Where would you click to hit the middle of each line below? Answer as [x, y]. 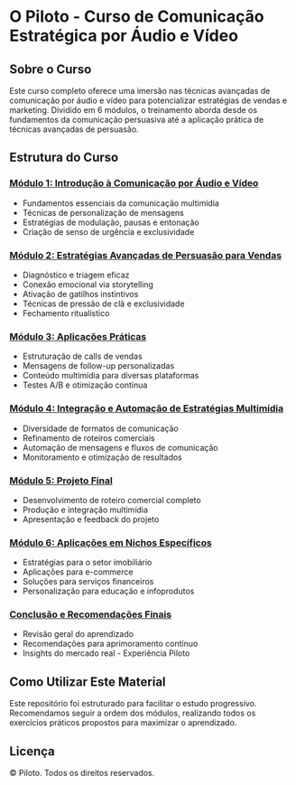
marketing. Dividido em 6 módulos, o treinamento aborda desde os [134, 110]
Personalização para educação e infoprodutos [108, 591]
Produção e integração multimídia [85, 509]
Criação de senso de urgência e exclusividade [108, 231]
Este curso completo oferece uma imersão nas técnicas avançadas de [140, 91]
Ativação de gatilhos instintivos [80, 294]
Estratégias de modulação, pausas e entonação [111, 222]
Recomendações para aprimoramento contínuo [110, 644]
